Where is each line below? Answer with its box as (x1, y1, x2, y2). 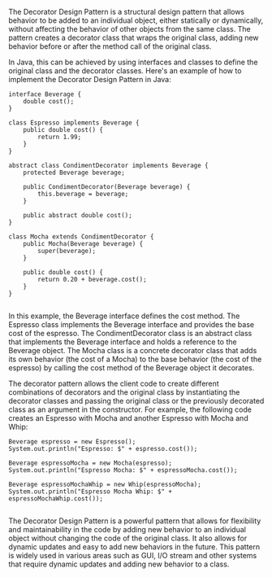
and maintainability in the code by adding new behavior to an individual (8, 525, 246, 534)
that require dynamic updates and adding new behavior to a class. (8, 559, 230, 569)
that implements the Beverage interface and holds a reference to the (8, 337, 237, 347)
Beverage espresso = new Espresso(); (8, 438, 136, 446)
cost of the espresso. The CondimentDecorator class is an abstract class (8, 329, 253, 338)
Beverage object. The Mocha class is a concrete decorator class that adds (8, 346, 257, 355)
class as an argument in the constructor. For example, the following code (8, 404, 252, 414)
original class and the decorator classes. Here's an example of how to (8, 66, 242, 76)
